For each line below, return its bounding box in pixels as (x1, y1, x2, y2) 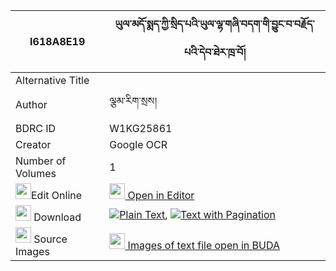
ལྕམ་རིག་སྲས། (109, 94, 157, 108)
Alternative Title (15, 74, 90, 87)
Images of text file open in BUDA (127, 239, 281, 252)
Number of (15, 154, 67, 168)
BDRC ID (15, 122, 57, 135)
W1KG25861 (109, 122, 173, 135)
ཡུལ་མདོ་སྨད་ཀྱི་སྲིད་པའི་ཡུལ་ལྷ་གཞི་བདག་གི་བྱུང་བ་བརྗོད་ (114, 17, 315, 31)
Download (33, 210, 82, 224)
